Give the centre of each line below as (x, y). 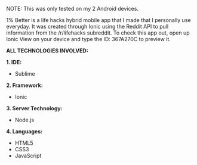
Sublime (25, 74)
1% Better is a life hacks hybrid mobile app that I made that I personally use (98, 20)
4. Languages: (24, 131)
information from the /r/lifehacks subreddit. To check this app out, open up (98, 33)
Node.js (24, 120)
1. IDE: (14, 62)
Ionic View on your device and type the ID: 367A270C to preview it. (89, 39)
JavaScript (28, 155)
